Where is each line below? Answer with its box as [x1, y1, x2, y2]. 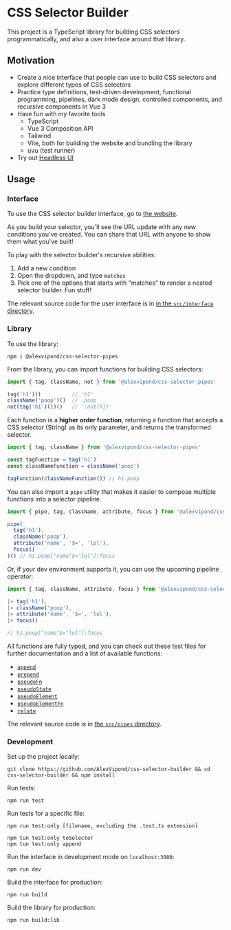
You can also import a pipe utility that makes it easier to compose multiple [7, 487, 217, 496]
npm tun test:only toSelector [7, 834, 94, 842]
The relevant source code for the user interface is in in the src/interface [7, 299, 214, 307]
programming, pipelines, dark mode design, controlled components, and [16, 95, 222, 103]
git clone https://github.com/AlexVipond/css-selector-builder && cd [7, 766, 211, 773]
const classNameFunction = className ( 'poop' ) [7, 462, 140, 469]
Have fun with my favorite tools [16, 109, 106, 118]
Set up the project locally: [7, 753, 80, 761]
